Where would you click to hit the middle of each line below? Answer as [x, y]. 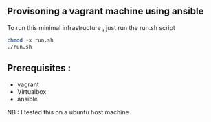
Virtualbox [32, 92]
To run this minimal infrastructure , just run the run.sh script [91, 27]
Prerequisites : [39, 68]
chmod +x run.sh [30, 40]
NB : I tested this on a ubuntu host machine [68, 112]
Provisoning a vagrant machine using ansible [105, 11]
